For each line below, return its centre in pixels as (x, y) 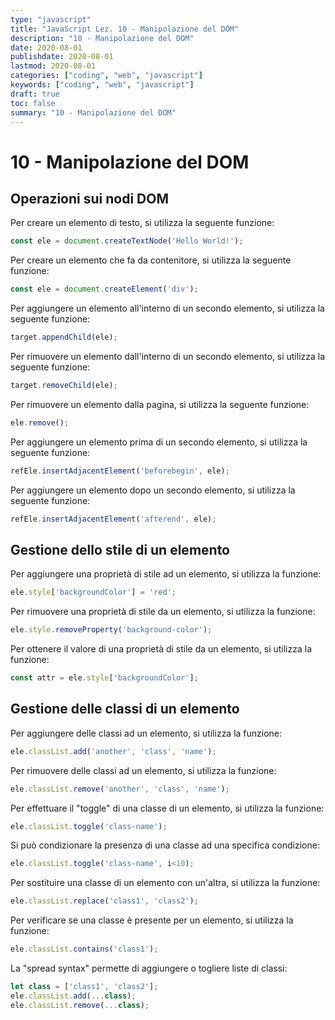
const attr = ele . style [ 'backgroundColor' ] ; (104, 678)
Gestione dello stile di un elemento (120, 549)
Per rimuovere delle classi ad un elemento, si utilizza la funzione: (143, 770)
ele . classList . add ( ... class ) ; (73, 996)
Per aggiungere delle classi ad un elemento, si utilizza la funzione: (146, 733)
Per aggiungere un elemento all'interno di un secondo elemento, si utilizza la (167, 308)
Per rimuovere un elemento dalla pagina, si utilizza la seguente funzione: (160, 404)
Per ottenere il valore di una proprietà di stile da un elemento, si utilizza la (161, 649)
